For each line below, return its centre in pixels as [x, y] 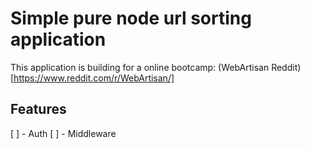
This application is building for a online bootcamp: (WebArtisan [140, 67]
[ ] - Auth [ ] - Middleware [63, 133]
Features [38, 109]
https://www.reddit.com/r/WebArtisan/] [94, 78]
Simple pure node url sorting [131, 18]
